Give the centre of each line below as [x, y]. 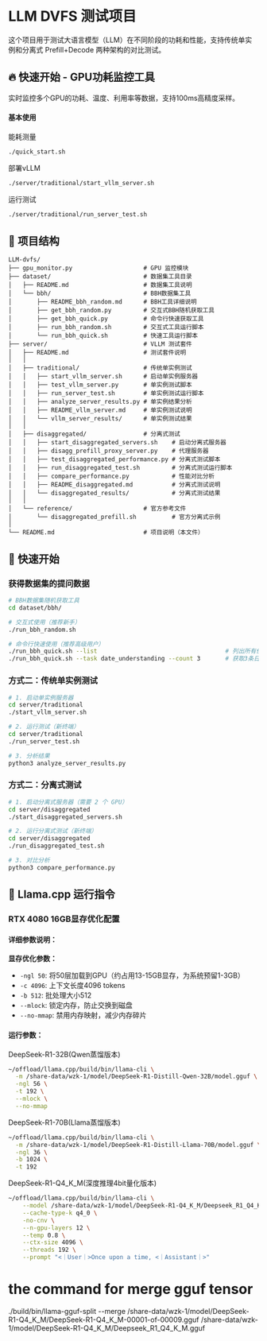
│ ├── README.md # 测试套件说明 [97, 353]
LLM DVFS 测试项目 [72, 16]
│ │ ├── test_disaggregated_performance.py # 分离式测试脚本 [114, 459]
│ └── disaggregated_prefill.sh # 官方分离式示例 [114, 517]
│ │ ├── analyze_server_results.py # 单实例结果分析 [100, 402]
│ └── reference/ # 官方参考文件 [97, 509]
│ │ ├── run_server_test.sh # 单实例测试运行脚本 [106, 393]
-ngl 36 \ [31, 1152]
